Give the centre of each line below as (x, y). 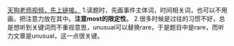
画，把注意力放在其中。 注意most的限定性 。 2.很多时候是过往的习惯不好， (113, 19)
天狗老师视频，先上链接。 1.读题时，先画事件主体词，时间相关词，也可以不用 (117, 10)
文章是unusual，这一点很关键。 (58, 36)
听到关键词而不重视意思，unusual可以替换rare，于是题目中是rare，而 (119, 27)
